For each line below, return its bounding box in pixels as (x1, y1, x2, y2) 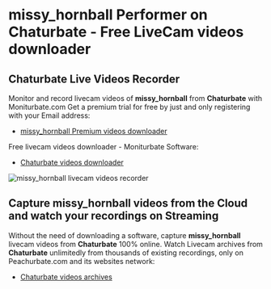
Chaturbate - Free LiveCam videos (8, 23, 244, 41)
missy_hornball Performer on (8, 6, 208, 24)
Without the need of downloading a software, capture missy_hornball (8, 230, 241, 240)
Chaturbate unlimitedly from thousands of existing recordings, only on (8, 248, 244, 258)
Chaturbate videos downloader (19, 157, 124, 167)
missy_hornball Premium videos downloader (19, 127, 167, 136)
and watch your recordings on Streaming (8, 209, 219, 223)
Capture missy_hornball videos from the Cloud (8, 196, 248, 211)
